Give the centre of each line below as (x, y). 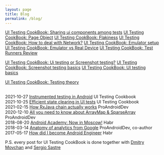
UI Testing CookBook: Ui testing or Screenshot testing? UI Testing (71, 62)
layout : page (18, 9)
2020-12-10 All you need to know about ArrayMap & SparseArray (70, 112)
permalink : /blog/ (24, 18)
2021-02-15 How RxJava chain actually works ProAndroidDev (67, 107)
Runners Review (21, 53)
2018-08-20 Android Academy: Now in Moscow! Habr (59, 122)
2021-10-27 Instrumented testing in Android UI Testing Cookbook (71, 97)
